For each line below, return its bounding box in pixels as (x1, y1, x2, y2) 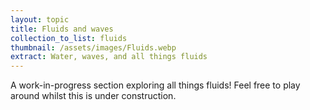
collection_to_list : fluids (10, 33, 128, 43)
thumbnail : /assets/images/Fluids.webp (10, 42, 177, 53)
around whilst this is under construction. (10, 90, 177, 102)
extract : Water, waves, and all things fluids (10, 52, 208, 62)
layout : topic (10, 14, 70, 25)
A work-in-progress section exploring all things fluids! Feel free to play (10, 79, 301, 91)
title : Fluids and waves (10, 24, 114, 34)
